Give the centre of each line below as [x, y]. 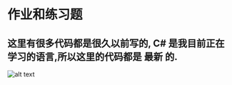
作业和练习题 [45, 15]
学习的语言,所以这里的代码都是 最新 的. [92, 57]
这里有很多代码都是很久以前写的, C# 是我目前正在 [116, 43]
